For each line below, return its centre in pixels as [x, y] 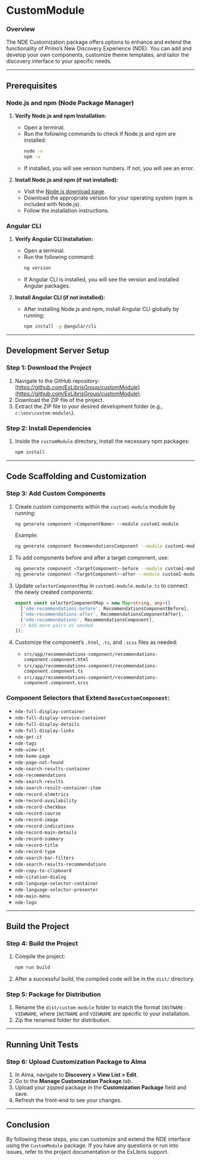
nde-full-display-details [47, 724]
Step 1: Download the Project [49, 368]
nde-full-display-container [50, 711]
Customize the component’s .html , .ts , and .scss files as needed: [96, 642]
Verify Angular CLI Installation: [54, 239]
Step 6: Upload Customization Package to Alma [76, 1062]
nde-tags [26, 743]
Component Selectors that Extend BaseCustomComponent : [88, 698]
